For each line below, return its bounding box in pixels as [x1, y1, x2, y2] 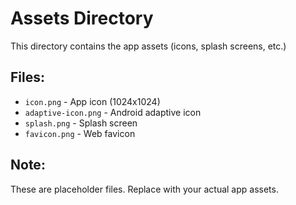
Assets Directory [10, 7, 154, 30]
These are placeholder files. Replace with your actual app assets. [10, 183, 279, 195]
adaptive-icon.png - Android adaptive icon [24, 106, 202, 118]
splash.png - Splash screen [24, 117, 138, 129]
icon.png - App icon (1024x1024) [24, 95, 161, 107]
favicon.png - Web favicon [24, 127, 136, 139]
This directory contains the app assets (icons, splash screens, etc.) [10, 40, 287, 52]
